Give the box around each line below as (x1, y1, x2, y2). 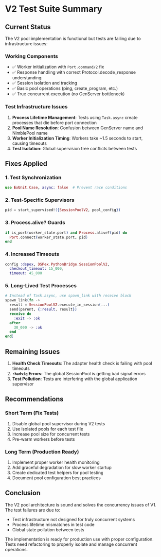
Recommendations (5, 395, 64, 403)
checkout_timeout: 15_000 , (9, 266, 64, 271)
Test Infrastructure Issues (5, 104, 68, 110)
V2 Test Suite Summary (5, 3, 103, 15)
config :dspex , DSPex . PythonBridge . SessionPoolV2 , (5, 261, 110, 267)
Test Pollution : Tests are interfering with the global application (12, 376, 138, 382)
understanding (12, 75, 42, 81)
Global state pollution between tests (12, 526, 85, 533)
